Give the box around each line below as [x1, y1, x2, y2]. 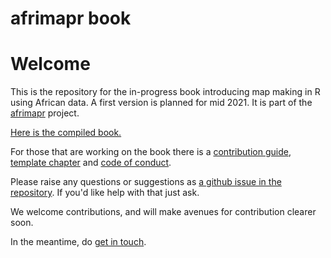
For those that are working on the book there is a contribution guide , [10, 146, 292, 158]
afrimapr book [10, 7, 132, 30]
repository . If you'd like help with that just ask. [10, 187, 200, 199]
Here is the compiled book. [10, 127, 122, 139]
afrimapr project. [10, 107, 80, 119]
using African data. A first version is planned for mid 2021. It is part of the [10, 97, 313, 109]
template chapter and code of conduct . [10, 157, 172, 169]
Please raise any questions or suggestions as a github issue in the [10, 176, 282, 188]
